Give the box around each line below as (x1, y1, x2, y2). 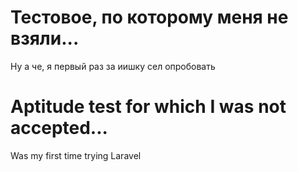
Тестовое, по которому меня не (10, 6, 289, 29)
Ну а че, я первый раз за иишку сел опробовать (10, 60, 216, 72)
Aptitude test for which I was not (10, 96, 287, 118)
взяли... (10, 27, 80, 50)
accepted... (10, 117, 108, 140)
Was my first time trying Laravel (10, 149, 142, 161)
